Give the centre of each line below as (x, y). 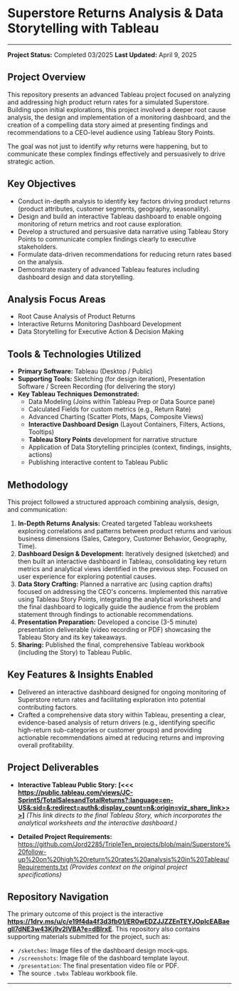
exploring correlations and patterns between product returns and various (124, 531)
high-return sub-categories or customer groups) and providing (110, 730)
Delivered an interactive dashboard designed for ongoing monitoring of (122, 692)
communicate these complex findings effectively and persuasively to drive (116, 154)
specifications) (39, 874)
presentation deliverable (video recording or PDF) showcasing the (114, 629)
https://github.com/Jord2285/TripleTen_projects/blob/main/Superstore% (124, 844)
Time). (27, 546)
